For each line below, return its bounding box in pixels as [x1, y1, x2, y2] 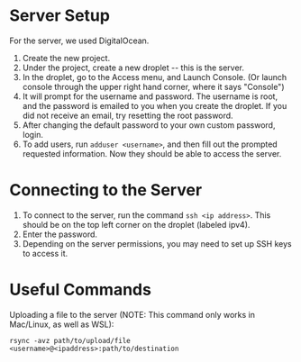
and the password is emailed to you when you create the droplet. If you [22, 100, 287, 111]
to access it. [22, 248, 68, 258]
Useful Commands [9, 280, 151, 300]
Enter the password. [22, 229, 97, 240]
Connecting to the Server [9, 180, 203, 201]
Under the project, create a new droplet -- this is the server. [22, 62, 245, 73]
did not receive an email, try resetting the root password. [22, 110, 233, 121]
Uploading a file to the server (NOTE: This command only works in [9, 309, 255, 320]
